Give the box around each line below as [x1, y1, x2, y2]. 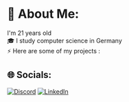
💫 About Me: [7, 6, 80, 22]
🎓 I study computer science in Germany [7, 36, 122, 44]
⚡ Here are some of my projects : [7, 47, 101, 55]
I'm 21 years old [7, 29, 52, 37]
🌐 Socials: [7, 69, 52, 81]
